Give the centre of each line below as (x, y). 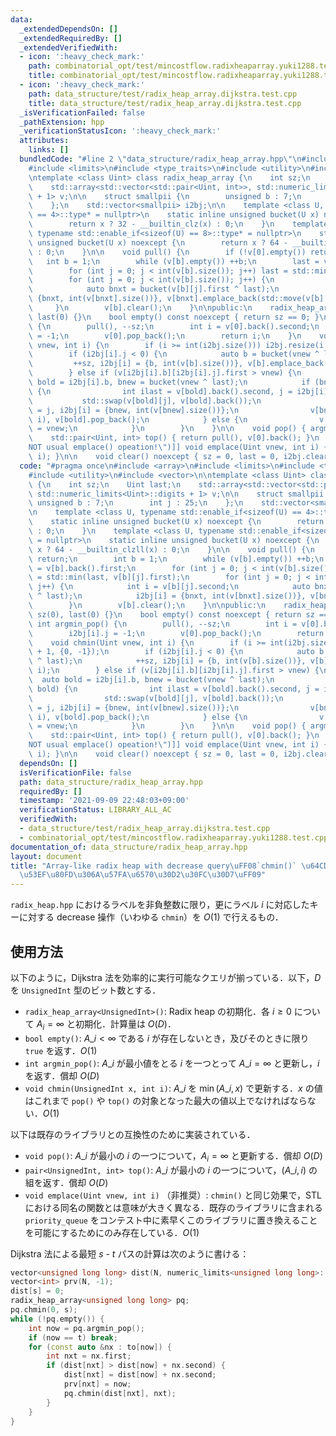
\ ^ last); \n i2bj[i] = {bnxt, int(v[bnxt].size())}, (167, 596)
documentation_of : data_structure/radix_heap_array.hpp (129, 847)
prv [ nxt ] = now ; (97, 1384)
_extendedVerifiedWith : (68, 47)
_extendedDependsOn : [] (68, 29)
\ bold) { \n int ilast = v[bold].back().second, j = (174, 689)
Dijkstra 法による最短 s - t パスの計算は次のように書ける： (130, 1253)
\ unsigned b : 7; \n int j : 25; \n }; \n (136, 503)
